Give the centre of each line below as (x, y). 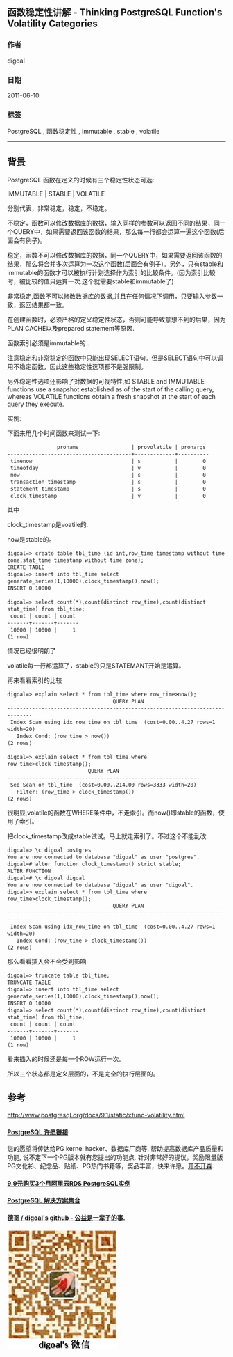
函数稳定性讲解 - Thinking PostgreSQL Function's (115, 13)
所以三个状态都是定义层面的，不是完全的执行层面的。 (83, 1074)
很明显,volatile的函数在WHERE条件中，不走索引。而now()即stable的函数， (113, 813)
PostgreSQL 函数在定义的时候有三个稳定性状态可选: (81, 180)
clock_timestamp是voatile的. (48, 525)
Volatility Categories (53, 24)
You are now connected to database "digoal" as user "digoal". (101, 885)
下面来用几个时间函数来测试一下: (54, 433)
